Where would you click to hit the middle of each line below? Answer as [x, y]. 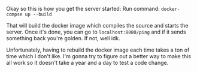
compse [14, 14]
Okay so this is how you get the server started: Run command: [83, 9]
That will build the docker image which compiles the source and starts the [97, 25]
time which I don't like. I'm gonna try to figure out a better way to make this [99, 56]
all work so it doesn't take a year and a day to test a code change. [87, 63]
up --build [38, 14]
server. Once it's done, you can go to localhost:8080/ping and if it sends [96, 32]
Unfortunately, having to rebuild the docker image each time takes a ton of [98, 50]
